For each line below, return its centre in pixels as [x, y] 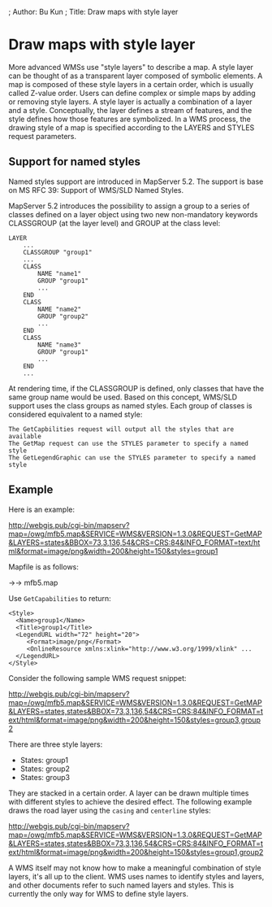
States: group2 [45, 769]
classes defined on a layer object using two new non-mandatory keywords [133, 214]
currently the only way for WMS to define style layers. [99, 893]
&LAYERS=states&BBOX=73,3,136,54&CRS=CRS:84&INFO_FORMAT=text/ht [134, 542]
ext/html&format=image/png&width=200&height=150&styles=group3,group [135, 720]
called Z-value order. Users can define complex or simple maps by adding [132, 93]
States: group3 [45, 777]
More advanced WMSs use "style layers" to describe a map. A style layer [131, 67]
